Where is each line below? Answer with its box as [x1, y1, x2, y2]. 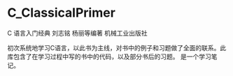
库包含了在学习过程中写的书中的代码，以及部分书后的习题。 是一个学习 [7, 52, 211, 61]
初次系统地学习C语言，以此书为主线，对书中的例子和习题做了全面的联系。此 [7, 43, 227, 52]
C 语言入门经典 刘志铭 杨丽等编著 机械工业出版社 [7, 29, 148, 37]
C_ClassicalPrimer [7, 5, 115, 21]
